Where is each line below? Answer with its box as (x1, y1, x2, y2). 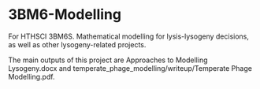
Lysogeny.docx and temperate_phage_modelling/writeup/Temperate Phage (8, 63, 252, 72)
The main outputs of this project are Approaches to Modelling (8, 55, 208, 65)
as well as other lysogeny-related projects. (8, 39, 147, 49)
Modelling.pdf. (8, 72, 55, 81)
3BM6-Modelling (8, 6, 122, 24)
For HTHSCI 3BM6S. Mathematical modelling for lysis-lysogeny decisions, (8, 32, 250, 41)
